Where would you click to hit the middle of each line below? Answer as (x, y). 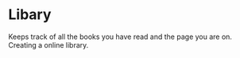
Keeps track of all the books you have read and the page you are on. (120, 37)
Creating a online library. (48, 44)
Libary (30, 15)
